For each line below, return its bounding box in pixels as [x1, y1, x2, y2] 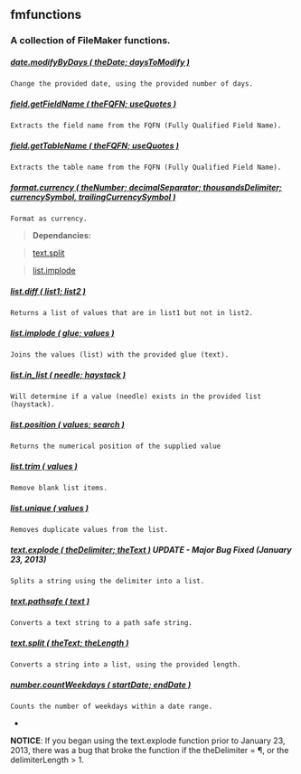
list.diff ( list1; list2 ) [10, 285, 87, 296]
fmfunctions [10, 7, 82, 23]
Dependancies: [32, 230, 91, 241]
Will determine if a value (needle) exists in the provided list [10, 392, 261, 401]
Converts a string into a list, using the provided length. [10, 659, 242, 669]
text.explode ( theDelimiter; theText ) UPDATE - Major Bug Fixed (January [10, 544, 292, 555]
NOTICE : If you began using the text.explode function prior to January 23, [10, 735, 286, 746]
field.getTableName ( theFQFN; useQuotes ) [10, 140, 180, 151]
